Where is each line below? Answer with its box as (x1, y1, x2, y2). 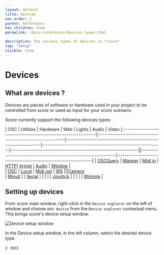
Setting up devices (5, 188, 64, 196)
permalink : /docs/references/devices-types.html (5, 30, 107, 35)
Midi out (35, 168, 53, 174)
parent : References (5, 21, 45, 26)
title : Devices (5, 12, 36, 17)
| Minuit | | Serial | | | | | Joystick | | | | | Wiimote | (5, 173, 103, 179)
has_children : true (5, 26, 45, 31)
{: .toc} (5, 245, 19, 251)
